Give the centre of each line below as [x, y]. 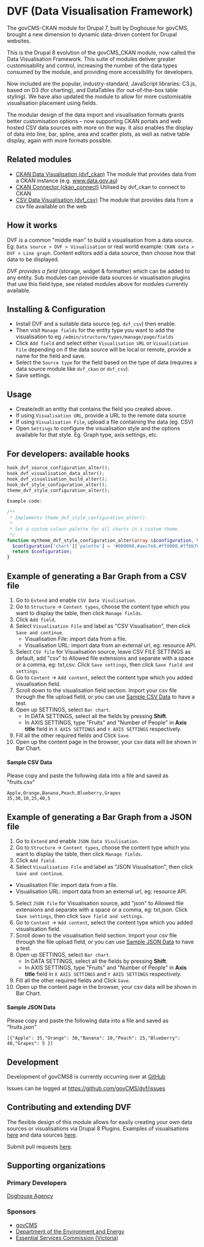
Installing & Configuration [56, 309]
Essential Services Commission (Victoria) [67, 1238]
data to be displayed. [33, 259]
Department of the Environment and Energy [70, 1231]
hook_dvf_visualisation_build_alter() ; [57, 479]
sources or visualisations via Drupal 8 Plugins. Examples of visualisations [98, 1128]
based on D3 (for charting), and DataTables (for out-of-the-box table [92, 90]
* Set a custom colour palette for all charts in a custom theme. [95, 529]
